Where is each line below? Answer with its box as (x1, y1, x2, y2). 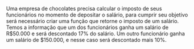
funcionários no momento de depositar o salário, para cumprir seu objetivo (6, 11, 188, 18)
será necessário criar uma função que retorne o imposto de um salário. (6, 18, 179, 24)
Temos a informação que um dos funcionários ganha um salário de (6, 24, 169, 31)
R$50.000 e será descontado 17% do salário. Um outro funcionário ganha (6, 30, 185, 37)
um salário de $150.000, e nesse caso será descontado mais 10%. (6, 37, 167, 43)
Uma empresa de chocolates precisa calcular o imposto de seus (6, 5, 162, 12)
